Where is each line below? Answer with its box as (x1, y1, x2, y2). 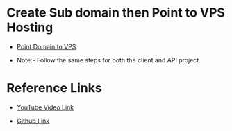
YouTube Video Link (16, 103, 74, 112)
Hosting (6, 19, 53, 35)
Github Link (16, 116, 50, 125)
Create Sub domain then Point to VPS (6, 5, 225, 21)
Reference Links (6, 80, 102, 96)
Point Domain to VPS (16, 42, 76, 51)
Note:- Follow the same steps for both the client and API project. (16, 55, 201, 64)
